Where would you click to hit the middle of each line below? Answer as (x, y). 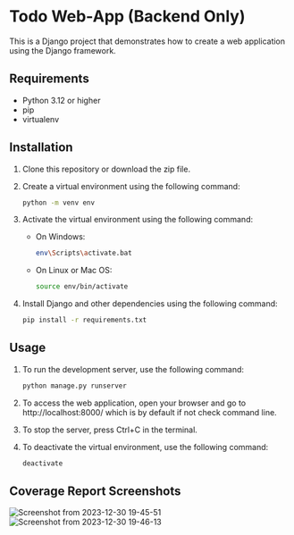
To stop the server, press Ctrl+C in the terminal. (110, 430)
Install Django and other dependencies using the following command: (150, 304)
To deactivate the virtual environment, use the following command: (145, 447)
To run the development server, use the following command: (133, 369)
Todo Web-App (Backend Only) (127, 17)
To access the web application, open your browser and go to (134, 403)
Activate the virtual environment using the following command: (137, 220)
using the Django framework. (63, 50)
